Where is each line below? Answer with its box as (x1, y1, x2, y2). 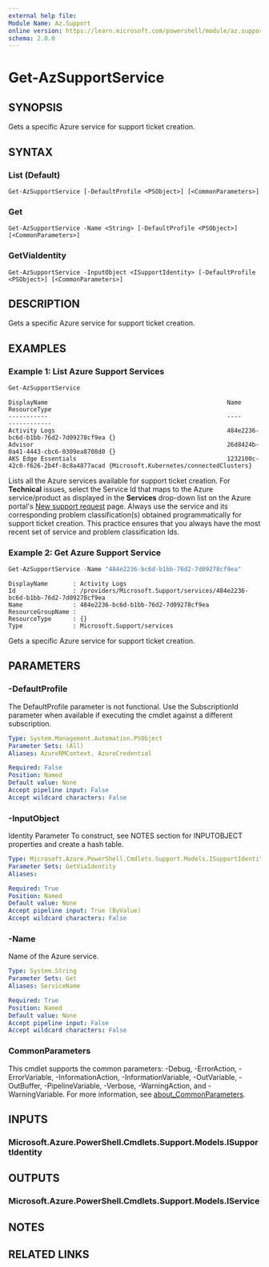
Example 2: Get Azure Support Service (8, 547, 162, 558)
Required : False (8, 764, 62, 772)
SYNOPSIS (8, 100, 63, 114)
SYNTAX (8, 145, 54, 159)
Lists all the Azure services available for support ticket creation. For (8, 476, 231, 485)
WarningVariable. (8, 1089, 66, 1099)
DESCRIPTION (8, 296, 80, 310)
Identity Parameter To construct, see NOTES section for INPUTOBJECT (8, 831, 243, 840)
